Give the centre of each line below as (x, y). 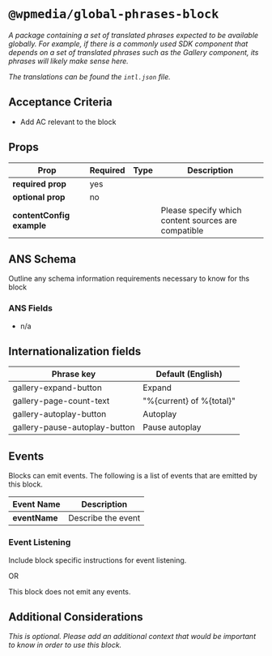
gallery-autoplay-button (59, 414)
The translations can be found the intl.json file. (90, 76)
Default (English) (189, 374)
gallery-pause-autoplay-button (74, 427)
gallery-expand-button (57, 388)
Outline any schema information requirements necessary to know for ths (129, 279)
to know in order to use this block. (65, 645)
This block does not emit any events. (70, 591)
